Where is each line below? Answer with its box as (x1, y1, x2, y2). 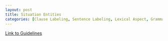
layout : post (5, 7, 32, 12)
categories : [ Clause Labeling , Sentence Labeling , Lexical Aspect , (5, 16, 149, 21)
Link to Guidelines (5, 30, 42, 36)
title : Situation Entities (5, 12, 61, 17)
